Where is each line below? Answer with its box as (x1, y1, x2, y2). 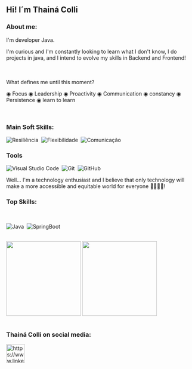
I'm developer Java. (6, 36, 55, 44)
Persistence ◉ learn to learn (6, 96, 76, 103)
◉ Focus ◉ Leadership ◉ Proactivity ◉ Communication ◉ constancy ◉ (6, 90, 181, 97)
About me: (6, 23, 38, 31)
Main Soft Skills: (6, 122, 54, 131)
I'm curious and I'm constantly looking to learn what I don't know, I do (6, 48, 177, 55)
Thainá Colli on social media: (6, 330, 91, 339)
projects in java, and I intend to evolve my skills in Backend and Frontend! (6, 54, 186, 61)
